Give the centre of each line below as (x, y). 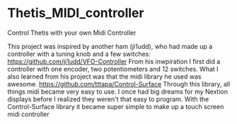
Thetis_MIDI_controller (76, 13)
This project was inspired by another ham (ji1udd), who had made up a (110, 46)
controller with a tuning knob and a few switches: (79, 54)
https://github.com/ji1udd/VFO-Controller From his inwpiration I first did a (114, 61)
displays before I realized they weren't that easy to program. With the (108, 99)
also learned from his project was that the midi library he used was (104, 77)
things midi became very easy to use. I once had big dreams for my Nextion (118, 91)
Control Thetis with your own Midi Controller (72, 33)
